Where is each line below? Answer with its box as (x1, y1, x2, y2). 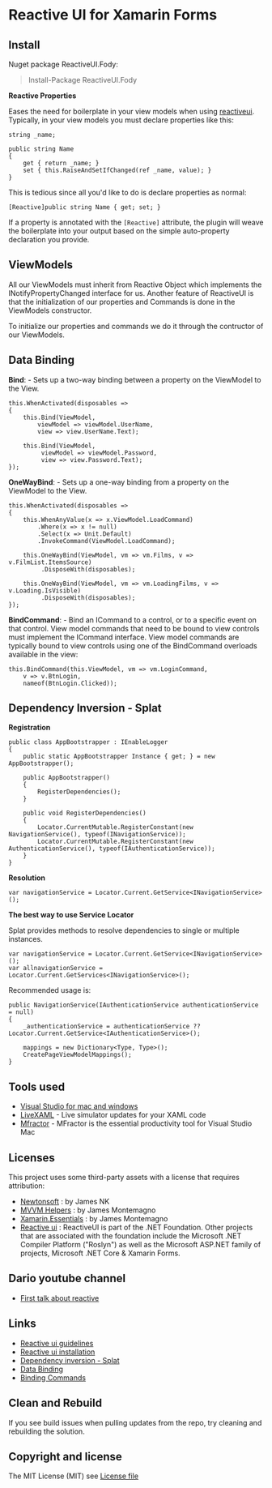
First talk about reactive (19, 1293, 100, 1302)
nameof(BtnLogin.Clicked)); (23, 679, 117, 687)
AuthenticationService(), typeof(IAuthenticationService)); (8, 844, 216, 853)
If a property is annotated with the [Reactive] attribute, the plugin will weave (8, 217, 264, 227)
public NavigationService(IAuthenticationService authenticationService (8, 1001, 259, 1010)
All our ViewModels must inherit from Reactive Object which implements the (8, 280, 262, 289)
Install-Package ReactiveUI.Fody (28, 75, 138, 84)
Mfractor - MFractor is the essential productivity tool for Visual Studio (19, 1118, 253, 1128)
